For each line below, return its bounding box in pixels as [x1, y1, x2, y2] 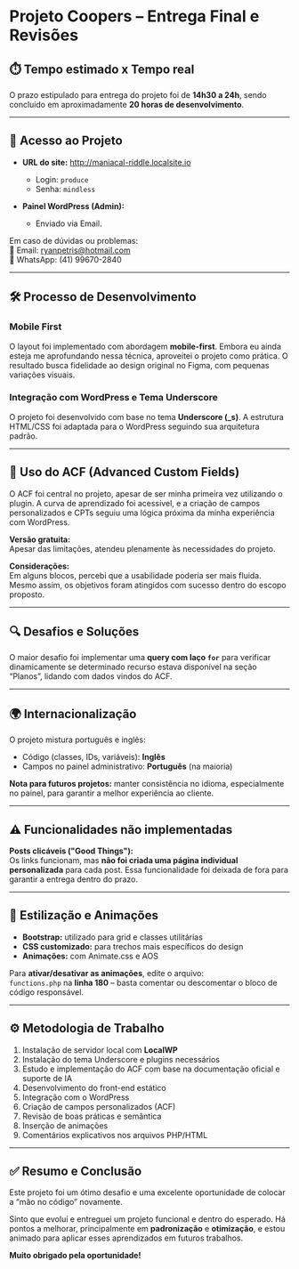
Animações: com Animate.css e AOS [21, 950, 158, 961]
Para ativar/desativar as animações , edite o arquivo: [9, 967, 205, 978]
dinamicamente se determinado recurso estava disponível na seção [9, 661, 257, 673]
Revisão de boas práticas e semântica [21, 1111, 162, 1121]
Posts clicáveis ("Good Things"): [9, 845, 133, 856]
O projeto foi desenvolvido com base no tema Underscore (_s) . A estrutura [9, 411, 285, 422]
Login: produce [35, 174, 89, 184]
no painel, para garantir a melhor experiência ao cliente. [9, 788, 214, 798]
